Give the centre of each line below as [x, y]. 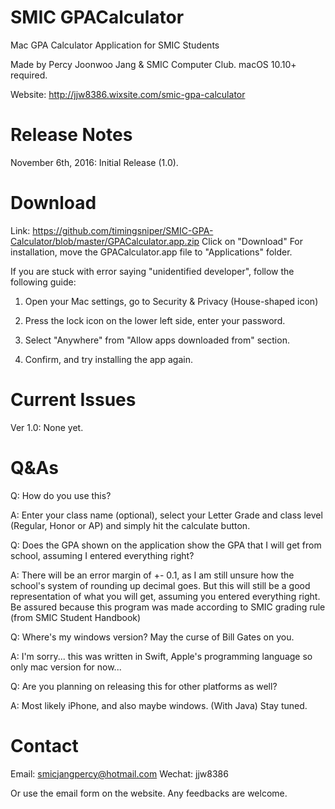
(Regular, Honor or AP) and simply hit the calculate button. [130, 525]
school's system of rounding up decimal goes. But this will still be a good [160, 585]
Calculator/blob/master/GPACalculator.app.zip [105, 241]
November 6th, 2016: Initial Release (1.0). [94, 162]
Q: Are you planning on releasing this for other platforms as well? [144, 686]
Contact [44, 745]
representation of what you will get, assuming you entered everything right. [165, 596]
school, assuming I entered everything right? [102, 555]
